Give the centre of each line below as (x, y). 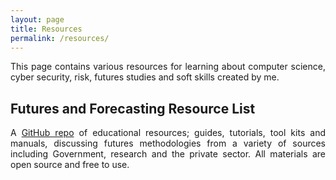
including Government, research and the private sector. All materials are (168, 154)
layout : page (37, 19)
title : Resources (46, 29)
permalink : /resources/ (60, 38)
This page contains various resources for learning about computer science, (168, 67)
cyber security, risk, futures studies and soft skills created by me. (145, 77)
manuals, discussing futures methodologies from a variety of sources (168, 143)
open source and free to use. (70, 165)
